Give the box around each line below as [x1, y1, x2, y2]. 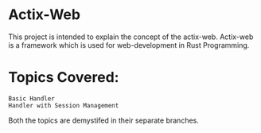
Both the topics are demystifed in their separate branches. [8, 115, 199, 125]
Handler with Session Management [8, 101, 119, 109]
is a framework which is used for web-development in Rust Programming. [8, 40, 250, 49]
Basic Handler [8, 94, 56, 103]
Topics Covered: [8, 68, 119, 87]
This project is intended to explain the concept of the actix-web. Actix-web [8, 32, 254, 41]
